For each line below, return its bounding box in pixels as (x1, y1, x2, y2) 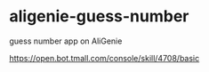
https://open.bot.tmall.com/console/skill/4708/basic (9, 52, 200, 63)
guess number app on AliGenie (9, 36, 123, 46)
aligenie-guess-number (9, 6, 189, 27)
